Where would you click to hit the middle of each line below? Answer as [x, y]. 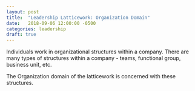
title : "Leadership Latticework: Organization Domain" [78, 18]
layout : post [23, 12]
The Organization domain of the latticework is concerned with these [91, 76]
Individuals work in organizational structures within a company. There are [98, 52]
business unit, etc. [29, 65]
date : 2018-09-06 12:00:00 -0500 [51, 23]
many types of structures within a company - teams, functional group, [94, 58]
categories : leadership [36, 29]
